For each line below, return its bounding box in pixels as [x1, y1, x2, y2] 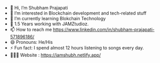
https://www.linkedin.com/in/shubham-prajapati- [52, 27, 155, 32]
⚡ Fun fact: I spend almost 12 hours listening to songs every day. [10, 45, 144, 50]
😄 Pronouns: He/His [10, 39, 53, 45]
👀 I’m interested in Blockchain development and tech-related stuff [10, 10, 147, 16]
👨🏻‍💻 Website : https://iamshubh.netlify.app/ [10, 52, 101, 58]
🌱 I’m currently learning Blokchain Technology [10, 16, 106, 21]
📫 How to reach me [10, 27, 52, 32]
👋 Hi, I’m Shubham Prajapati [10, 5, 68, 11]
